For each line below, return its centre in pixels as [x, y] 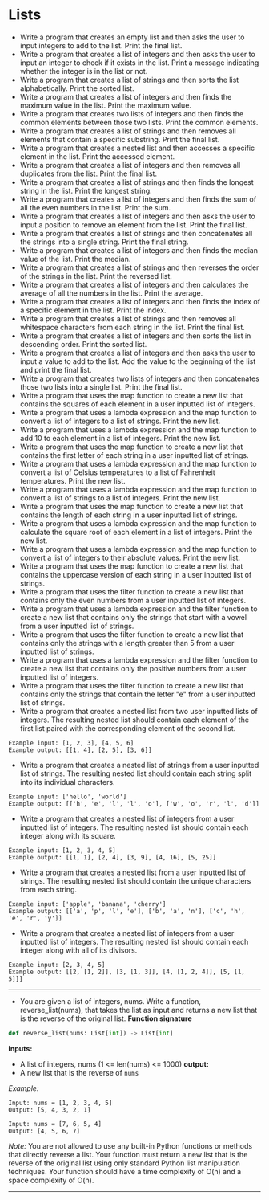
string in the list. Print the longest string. [86, 190]
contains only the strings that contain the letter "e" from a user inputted [138, 694]
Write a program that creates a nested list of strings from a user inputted [139, 765]
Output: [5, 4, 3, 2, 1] [50, 1110]
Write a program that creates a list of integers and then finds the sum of [138, 199]
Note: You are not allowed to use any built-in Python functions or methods [130, 1145]
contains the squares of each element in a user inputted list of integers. [137, 404]
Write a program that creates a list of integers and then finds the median [139, 250]
